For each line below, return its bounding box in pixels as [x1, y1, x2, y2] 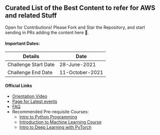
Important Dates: [5, 41, 40, 47]
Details [22, 53, 40, 60]
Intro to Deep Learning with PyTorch [19, 124, 92, 130]
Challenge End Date [7, 69, 53, 76]
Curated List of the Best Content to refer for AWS [5, 4, 156, 12]
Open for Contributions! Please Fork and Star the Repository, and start [5, 24, 145, 30]
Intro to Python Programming [19, 114, 78, 120]
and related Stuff [5, 12, 57, 20]
